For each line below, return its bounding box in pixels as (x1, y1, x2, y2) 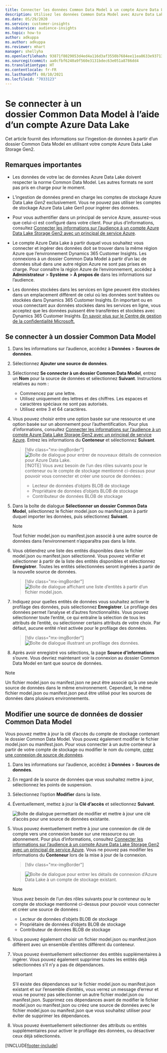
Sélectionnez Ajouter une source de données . (12, 361, 108, 367)
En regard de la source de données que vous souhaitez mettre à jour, (12, 776, 154, 782)
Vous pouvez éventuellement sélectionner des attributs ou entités (12, 1023, 147, 1029)
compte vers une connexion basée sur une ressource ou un (12, 831, 135, 837)
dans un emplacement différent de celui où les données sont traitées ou (12, 291, 160, 297)
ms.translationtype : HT (5, 63, 55, 68)
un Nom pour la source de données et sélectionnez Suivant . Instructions (12, 376, 162, 382)
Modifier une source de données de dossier (5, 710, 143, 718)
